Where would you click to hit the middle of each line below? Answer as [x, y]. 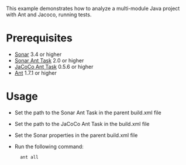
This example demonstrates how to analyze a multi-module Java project [93, 8]
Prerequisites [39, 38]
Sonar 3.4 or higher [38, 54]
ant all [30, 157]
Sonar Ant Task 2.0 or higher [49, 60]
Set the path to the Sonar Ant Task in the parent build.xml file [88, 113]
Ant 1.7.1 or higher [35, 73]
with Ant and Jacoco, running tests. [49, 15]
